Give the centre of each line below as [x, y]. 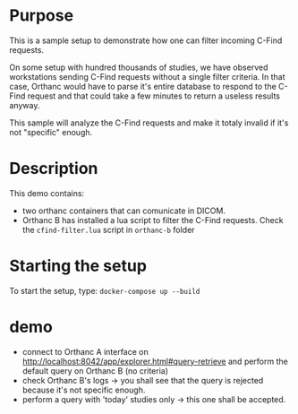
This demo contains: [47, 193]
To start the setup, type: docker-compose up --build [105, 290]
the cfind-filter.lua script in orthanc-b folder [108, 229]
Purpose [42, 16]
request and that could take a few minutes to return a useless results [153, 96]
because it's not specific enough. [84, 390]
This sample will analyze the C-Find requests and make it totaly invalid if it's [149, 123]
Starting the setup [78, 266]
